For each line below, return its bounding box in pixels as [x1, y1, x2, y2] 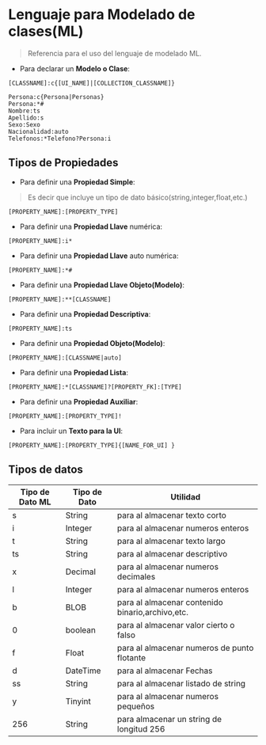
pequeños [117, 701, 155, 712]
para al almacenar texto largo [117, 535, 226, 546]
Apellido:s [8, 113, 44, 122]
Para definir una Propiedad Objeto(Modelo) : [19, 338, 165, 348]
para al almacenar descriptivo [117, 548, 228, 559]
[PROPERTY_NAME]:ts [8, 325, 73, 333]
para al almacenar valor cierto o [117, 619, 235, 630]
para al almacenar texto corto [117, 509, 227, 520]
